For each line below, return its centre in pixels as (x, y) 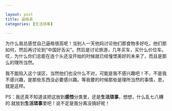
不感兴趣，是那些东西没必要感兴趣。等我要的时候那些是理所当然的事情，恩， (86, 80)
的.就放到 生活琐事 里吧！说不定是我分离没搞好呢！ (58, 103)
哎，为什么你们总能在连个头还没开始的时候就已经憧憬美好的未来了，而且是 (84, 56)
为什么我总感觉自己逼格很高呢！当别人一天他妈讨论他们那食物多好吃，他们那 (86, 43)
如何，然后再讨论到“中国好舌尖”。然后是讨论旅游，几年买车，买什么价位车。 (86, 50)
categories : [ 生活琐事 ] (29, 24)
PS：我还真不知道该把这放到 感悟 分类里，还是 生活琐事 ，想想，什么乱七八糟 (84, 97)
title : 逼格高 (19, 19)
